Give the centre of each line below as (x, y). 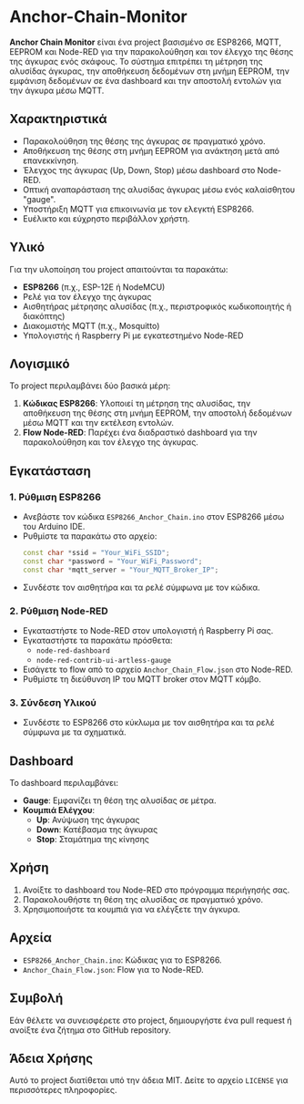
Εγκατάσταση (50, 471)
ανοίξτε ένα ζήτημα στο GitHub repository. (90, 1030)
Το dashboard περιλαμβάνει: (64, 783)
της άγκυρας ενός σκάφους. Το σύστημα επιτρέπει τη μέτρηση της (137, 61)
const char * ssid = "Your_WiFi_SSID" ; (96, 553)
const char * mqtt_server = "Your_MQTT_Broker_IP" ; (121, 570)
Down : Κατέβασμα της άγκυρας (97, 830)
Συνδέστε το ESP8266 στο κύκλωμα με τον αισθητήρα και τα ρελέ (148, 723)
